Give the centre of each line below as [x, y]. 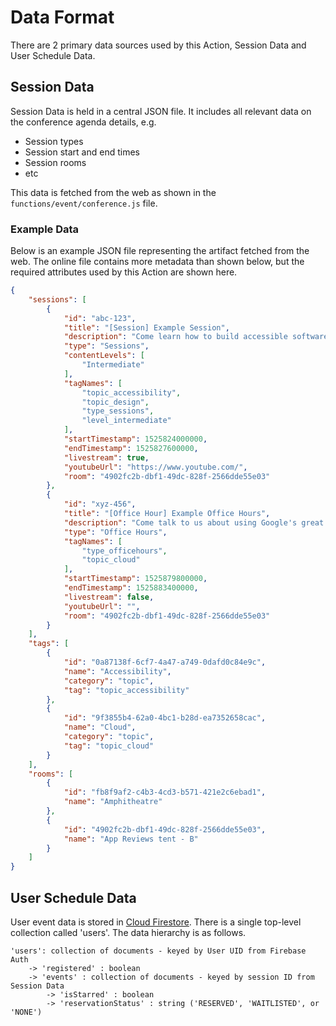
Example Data [45, 229]
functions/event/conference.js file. [84, 203]
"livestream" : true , [106, 457]
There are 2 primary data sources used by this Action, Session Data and [158, 45]
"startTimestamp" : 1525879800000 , [135, 579]
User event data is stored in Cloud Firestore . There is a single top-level [156, 922]
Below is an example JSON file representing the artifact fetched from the [160, 251]
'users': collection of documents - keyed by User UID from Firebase [158, 951]
